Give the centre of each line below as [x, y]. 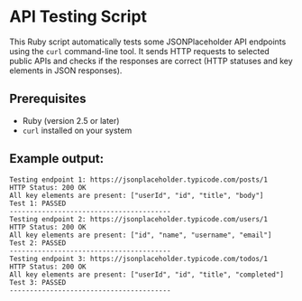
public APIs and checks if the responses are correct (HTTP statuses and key [151, 61]
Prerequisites [48, 99]
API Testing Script [78, 17]
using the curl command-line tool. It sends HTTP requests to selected [140, 51]
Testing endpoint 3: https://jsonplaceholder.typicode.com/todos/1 [139, 259]
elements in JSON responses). [66, 71]
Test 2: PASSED [38, 243]
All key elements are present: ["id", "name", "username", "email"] [141, 235]
